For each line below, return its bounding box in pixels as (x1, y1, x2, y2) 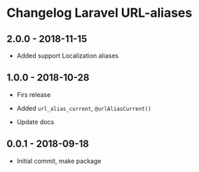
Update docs (16, 117, 55, 126)
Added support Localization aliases (16, 51, 119, 60)
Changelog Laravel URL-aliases (6, 5, 193, 21)
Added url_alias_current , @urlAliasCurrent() (16, 104, 151, 112)
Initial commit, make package (16, 157, 102, 165)
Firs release (16, 90, 51, 99)
